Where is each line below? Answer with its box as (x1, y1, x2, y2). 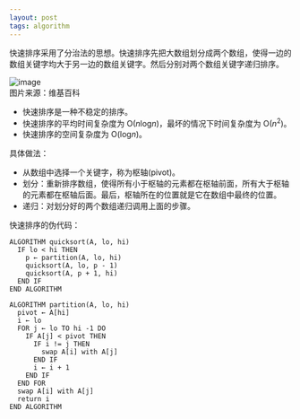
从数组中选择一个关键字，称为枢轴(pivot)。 (21, 167, 181, 178)
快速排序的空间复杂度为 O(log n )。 (21, 129, 148, 140)
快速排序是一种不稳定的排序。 (21, 106, 133, 117)
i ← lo (17, 316, 42, 326)
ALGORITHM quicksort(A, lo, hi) (9, 238, 130, 247)
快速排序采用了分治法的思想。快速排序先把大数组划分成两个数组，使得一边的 (9, 47, 292, 58)
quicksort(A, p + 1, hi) (25, 269, 118, 278)
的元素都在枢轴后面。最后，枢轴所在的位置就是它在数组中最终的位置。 (21, 189, 282, 200)
